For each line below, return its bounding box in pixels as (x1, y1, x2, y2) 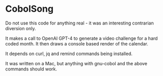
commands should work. (5, 66, 57, 72)
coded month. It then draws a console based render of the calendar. (5, 40, 149, 46)
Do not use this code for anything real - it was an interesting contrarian (5, 20, 154, 26)
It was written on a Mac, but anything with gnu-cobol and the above (5, 60, 148, 66)
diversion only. (5, 25, 36, 31)
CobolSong (5, 3, 53, 15)
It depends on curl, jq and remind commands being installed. (5, 50, 133, 57)
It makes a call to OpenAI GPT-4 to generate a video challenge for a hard (5, 35, 158, 41)
